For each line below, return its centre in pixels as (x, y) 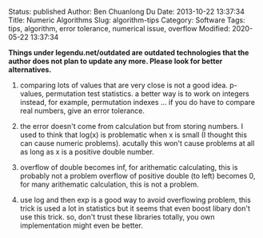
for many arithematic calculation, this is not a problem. (110, 184)
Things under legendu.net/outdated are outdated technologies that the (129, 52)
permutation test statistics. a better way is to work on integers (147, 94)
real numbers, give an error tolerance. (82, 111)
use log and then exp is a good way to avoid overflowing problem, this (135, 200)
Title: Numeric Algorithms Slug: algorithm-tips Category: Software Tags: (127, 20)
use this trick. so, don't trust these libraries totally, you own (117, 217)
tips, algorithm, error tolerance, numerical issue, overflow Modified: (119, 28)
